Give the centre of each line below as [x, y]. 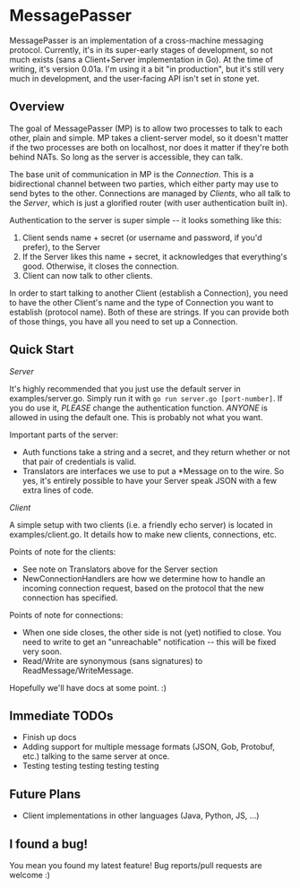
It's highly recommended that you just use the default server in [125, 388]
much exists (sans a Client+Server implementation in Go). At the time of [141, 59]
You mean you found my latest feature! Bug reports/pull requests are [136, 865]
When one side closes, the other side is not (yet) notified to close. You [152, 632]
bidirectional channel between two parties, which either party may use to [144, 184]
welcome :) [30, 875]
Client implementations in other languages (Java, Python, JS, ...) [141, 815]
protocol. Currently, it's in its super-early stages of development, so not [141, 49]
